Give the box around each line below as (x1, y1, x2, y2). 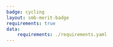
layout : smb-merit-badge (6, 15, 69, 21)
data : (6, 26, 20, 32)
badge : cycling (6, 9, 45, 15)
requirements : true (6, 20, 56, 26)
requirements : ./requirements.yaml (17, 32, 108, 38)
